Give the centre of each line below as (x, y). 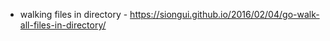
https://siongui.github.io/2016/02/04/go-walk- (224, 14)
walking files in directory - (73, 14)
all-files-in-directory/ (63, 25)
